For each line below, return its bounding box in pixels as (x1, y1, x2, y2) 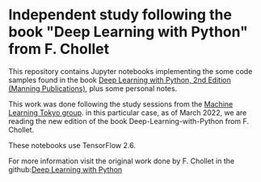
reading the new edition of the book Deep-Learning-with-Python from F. (8, 116, 249, 126)
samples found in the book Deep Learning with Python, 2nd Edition (8, 75, 232, 85)
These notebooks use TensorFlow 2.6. (8, 140, 136, 150)
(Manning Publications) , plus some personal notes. (8, 83, 178, 93)
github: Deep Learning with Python (8, 164, 123, 174)
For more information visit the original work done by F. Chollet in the (8, 155, 235, 166)
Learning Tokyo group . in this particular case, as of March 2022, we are (8, 107, 247, 118)
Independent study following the (8, 6, 233, 24)
